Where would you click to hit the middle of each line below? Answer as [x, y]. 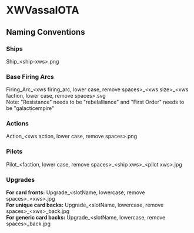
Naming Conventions [46, 32]
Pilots [14, 152]
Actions [18, 124]
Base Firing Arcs [30, 76]
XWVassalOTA [43, 10]
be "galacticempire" [30, 108]
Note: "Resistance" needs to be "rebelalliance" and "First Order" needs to [95, 102]
